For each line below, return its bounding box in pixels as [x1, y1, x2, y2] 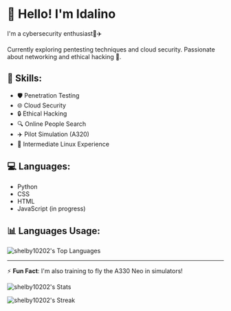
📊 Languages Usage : [7, 225, 101, 237]
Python [16, 182, 38, 191]
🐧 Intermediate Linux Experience [16, 140, 110, 148]
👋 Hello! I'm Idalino [7, 6, 116, 22]
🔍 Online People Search [16, 120, 87, 128]
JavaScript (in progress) [16, 204, 86, 213]
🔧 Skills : [7, 72, 43, 85]
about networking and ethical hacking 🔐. [7, 52, 122, 61]
